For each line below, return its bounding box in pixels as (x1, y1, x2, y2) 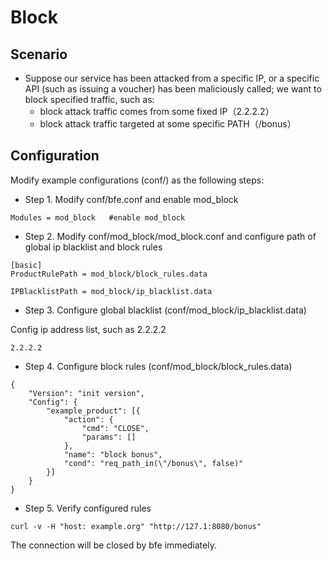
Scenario (10, 46, 68, 63)
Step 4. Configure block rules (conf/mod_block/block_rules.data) (24, 360, 293, 372)
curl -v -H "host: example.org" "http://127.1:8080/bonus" (10, 521, 262, 531)
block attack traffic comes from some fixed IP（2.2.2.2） (39, 106, 275, 117)
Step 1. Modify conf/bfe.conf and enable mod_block (24, 193, 239, 205)
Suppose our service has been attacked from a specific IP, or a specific (24, 72, 320, 84)
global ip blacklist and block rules (24, 241, 163, 253)
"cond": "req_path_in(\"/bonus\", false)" (63, 458, 244, 468)
